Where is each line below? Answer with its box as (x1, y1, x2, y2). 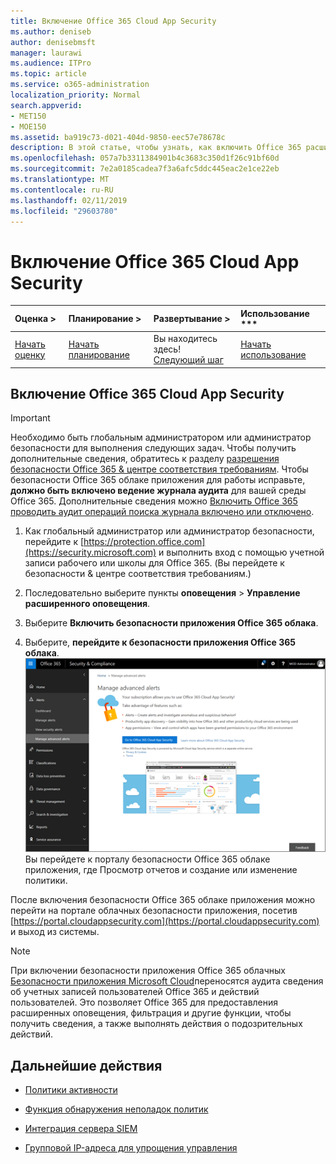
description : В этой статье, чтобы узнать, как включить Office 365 (10, 143, 302, 153)
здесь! (153, 343, 182, 355)
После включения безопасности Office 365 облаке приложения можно (10, 894, 316, 906)
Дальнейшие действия (10, 1057, 163, 1074)
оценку (14, 348, 46, 360)
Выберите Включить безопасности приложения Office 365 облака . (24, 617, 319, 629)
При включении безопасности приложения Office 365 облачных (10, 965, 286, 977)
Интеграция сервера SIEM (24, 1123, 138, 1135)
